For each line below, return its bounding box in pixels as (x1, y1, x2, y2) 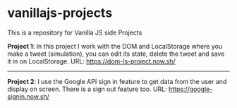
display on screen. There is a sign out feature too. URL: (7, 85, 167, 93)
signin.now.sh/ (7, 92, 49, 100)
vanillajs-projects (7, 5, 113, 21)
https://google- (168, 85, 213, 93)
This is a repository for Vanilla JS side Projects (7, 28, 142, 37)
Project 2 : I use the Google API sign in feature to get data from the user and (7, 77, 227, 85)
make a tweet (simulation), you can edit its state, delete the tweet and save (7, 49, 225, 58)
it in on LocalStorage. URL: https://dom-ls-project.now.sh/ (7, 56, 176, 65)
